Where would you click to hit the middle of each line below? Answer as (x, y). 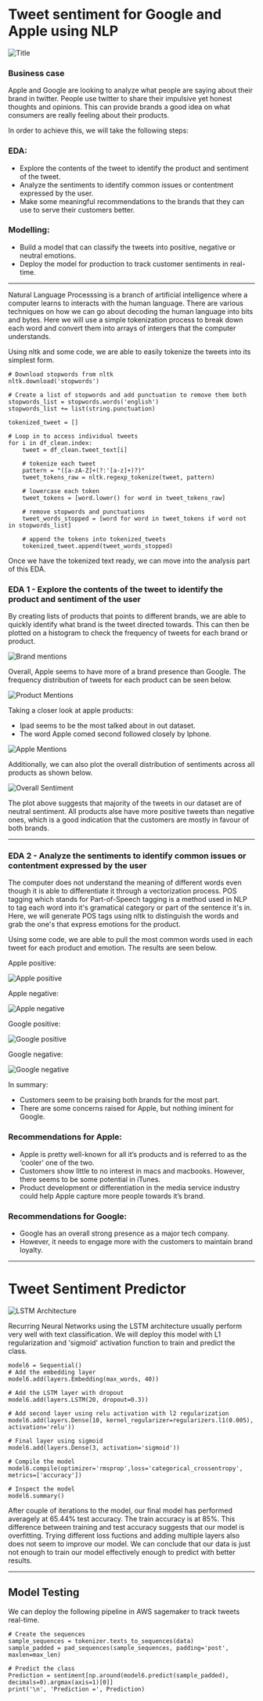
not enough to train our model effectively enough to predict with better (122, 1552)
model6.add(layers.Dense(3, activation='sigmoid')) (94, 1447)
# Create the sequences (47, 1634)
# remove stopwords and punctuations (84, 512)
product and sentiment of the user (74, 599)
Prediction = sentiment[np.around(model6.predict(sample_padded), (119, 1675)
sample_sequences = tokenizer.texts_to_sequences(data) (101, 1641)
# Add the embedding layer (52, 1372)
